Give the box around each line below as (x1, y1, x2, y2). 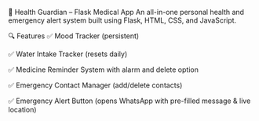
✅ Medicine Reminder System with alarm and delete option (8, 65, 199, 74)
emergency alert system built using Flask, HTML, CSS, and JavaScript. (8, 16, 237, 25)
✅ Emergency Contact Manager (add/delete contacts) (8, 80, 183, 90)
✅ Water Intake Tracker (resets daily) (8, 49, 128, 59)
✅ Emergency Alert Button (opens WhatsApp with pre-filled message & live (8, 96, 251, 105)
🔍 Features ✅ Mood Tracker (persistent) (8, 31, 140, 41)
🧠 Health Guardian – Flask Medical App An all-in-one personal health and (8, 8, 245, 16)
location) (8, 105, 37, 114)
